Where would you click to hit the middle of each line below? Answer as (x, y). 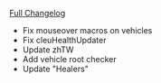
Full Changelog (38, 13)
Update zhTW (48, 50)
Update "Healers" (55, 69)
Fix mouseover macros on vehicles (87, 30)
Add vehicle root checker (70, 59)
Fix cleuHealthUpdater (64, 40)
